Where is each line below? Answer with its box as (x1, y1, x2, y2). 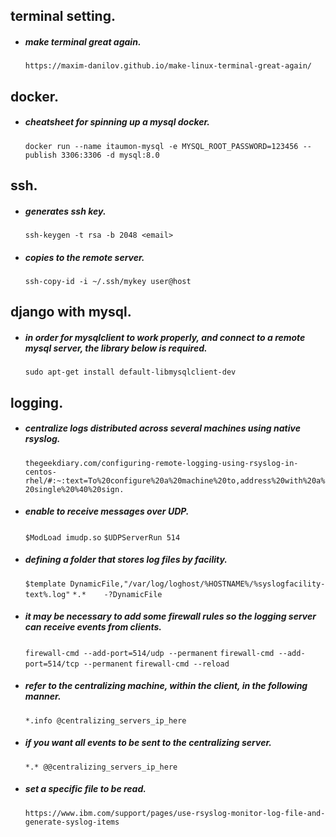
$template (24, 579, 67, 589)
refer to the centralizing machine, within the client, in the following (24, 680, 308, 692)
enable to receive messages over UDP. (24, 505, 190, 518)
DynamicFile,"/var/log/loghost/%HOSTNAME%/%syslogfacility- (69, 579, 326, 589)
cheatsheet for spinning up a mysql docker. (24, 116, 210, 128)
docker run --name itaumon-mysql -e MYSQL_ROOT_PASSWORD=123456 (24, 141, 299, 151)
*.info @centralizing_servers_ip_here (24, 715, 187, 726)
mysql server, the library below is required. (24, 342, 208, 354)
